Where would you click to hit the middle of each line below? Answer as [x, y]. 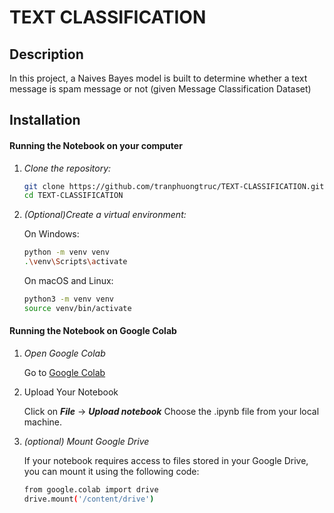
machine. [43, 422]
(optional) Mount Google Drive [86, 442]
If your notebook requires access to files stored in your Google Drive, [166, 461]
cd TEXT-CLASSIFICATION [73, 196]
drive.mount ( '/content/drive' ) [89, 499]
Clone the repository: [67, 168]
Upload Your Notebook [71, 392]
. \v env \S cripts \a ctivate [75, 262]
